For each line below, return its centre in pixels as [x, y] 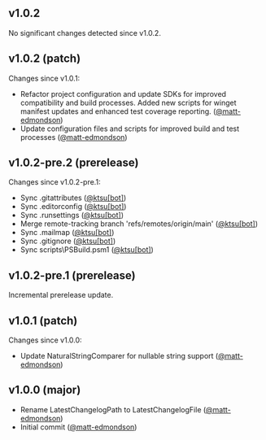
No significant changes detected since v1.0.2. [85, 33]
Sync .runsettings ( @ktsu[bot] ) [72, 216]
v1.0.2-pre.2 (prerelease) [74, 163]
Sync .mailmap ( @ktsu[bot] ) [67, 233]
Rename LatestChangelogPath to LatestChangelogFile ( [113, 409]
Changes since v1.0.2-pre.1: [55, 182]
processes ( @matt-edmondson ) [74, 137]
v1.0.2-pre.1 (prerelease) [72, 275]
